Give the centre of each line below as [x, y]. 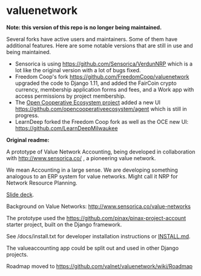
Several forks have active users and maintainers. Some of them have [92, 39]
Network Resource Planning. [42, 183]
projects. [17, 254]
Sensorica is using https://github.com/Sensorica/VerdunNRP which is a [104, 64]
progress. [27, 115]
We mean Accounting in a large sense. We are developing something [92, 170]
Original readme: [28, 140]
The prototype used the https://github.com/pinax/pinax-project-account [96, 218]
